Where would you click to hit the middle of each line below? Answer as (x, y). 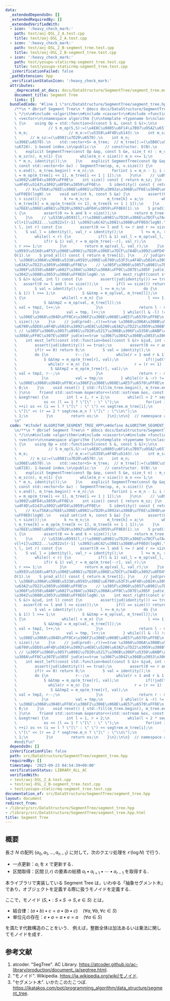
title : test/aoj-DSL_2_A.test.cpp (51, 39)
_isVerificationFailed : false (41, 72)
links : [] (25, 100)
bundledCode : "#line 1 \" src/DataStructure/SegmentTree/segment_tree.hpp (89, 105)
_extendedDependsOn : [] (35, 15)
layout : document (24, 798)
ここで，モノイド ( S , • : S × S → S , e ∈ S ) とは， (56, 900)
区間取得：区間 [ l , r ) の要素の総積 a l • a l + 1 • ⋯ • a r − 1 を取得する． (82, 872)
